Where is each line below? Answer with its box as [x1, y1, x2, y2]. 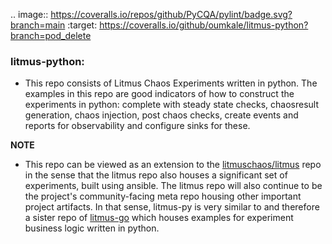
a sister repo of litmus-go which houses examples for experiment [24, 212, 294, 224]
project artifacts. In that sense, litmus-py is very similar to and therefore [24, 201, 320, 213]
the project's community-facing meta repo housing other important [24, 190, 302, 203]
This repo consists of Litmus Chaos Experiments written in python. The [24, 77, 318, 89]
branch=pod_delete [10, 30, 92, 41]
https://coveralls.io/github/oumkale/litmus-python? [99, 19, 309, 31]
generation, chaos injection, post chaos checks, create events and [24, 109, 299, 121]
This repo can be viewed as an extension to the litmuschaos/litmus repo [24, 159, 322, 171]
